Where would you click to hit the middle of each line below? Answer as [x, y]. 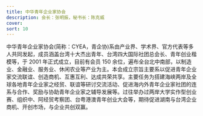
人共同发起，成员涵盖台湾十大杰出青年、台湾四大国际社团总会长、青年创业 [99, 54]
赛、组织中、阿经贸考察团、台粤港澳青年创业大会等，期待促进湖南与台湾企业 [101, 100]
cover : [14, 23]
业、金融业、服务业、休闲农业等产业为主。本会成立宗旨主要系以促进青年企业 [101, 69]
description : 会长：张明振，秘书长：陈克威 [55, 18]
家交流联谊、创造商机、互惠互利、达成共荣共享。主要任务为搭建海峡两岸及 [99, 77]
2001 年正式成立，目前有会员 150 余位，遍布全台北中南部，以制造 [110, 62]
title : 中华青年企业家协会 [36, 12]
